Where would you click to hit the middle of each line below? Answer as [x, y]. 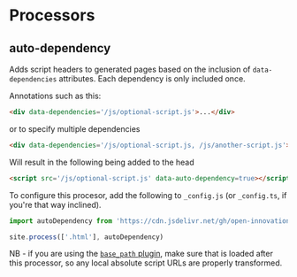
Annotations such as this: [55, 96]
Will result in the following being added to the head [102, 162]
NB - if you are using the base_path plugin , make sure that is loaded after [141, 254]
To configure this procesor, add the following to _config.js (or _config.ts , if [148, 195]
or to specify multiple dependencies [75, 128]
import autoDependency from [61, 221]
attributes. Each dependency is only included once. [152, 79]
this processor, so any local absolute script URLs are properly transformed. [146, 263]
